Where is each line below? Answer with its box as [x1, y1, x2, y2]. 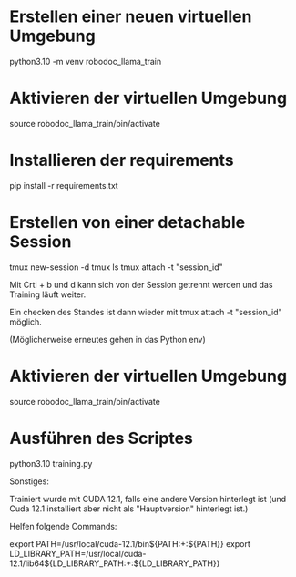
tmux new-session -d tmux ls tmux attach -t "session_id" [9, 262, 223, 273]
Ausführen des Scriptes [9, 428, 194, 448]
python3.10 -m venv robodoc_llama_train [9, 56, 162, 67]
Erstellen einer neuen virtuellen [9, 6, 252, 27]
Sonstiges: [9, 476, 50, 487]
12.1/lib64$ [9, 558, 50, 569]
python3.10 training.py [9, 458, 93, 469]
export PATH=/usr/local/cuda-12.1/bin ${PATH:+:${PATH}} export [9, 538, 250, 549]
